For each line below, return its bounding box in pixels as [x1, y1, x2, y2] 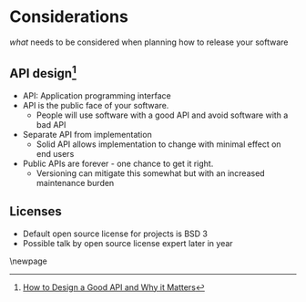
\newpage [9, 255, 48, 266]
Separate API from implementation [22, 129, 152, 140]
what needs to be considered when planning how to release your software [9, 36, 289, 47]
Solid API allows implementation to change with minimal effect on [36, 139, 281, 150]
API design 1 [9, 63, 77, 81]
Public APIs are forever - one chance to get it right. [22, 158, 214, 169]
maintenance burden [36, 177, 115, 188]
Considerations [9, 6, 129, 27]
